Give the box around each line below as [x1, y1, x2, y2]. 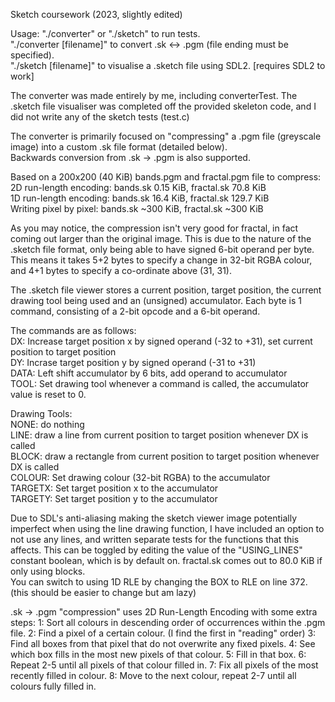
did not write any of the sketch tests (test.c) [10, 111, 190, 123]
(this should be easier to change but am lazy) [10, 587, 197, 598]
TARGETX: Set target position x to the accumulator [10, 482, 219, 494]
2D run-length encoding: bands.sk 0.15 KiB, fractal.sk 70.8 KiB [10, 182, 267, 193]
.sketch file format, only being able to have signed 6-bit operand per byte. [10, 244, 315, 255]
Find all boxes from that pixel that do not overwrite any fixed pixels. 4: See [10, 638, 316, 649]
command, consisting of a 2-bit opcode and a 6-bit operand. [10, 305, 261, 317]
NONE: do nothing [10, 419, 85, 430]
